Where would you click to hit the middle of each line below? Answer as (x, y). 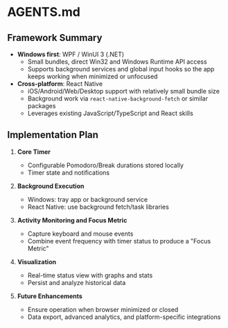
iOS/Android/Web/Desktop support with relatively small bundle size (124, 91)
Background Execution (51, 186)
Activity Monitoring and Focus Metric (72, 220)
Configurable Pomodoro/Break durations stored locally (105, 165)
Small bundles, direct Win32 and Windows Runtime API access (117, 62)
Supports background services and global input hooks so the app (121, 69)
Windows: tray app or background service (87, 199)
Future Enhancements (50, 296)
